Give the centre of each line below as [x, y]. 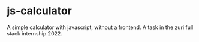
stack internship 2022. [34, 33]
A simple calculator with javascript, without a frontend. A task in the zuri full [100, 27]
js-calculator [40, 11]
